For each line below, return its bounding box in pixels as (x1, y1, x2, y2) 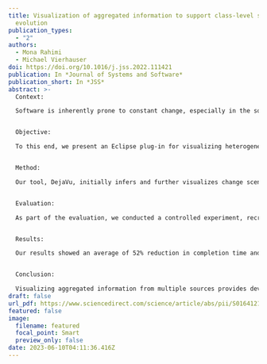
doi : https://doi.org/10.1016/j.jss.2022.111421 (8, 63, 172, 71)
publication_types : (8, 26, 73, 34)
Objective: (15, 128, 52, 136)
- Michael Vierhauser (15, 56, 87, 64)
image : (8, 314, 30, 322)
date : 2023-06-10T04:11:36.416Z (8, 344, 115, 352)
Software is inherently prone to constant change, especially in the (15, 107, 250, 115)
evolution (15, 19, 48, 27)
